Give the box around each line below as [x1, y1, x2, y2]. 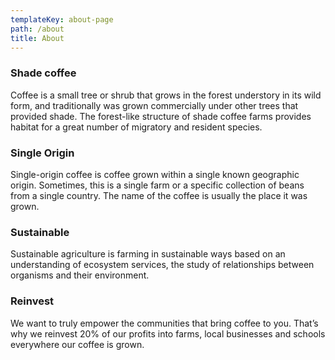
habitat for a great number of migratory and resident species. [10, 121, 263, 133]
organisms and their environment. [10, 269, 150, 281]
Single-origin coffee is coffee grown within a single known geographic [10, 168, 300, 180]
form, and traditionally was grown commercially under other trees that [10, 99, 299, 111]
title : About [10, 33, 65, 43]
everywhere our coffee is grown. [10, 338, 145, 350]
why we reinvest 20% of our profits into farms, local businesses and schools [10, 327, 326, 340]
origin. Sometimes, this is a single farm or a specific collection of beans [10, 179, 305, 191]
